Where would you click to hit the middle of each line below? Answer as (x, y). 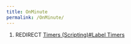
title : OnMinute (27, 12)
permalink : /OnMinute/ (35, 17)
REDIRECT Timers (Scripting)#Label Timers (70, 34)
